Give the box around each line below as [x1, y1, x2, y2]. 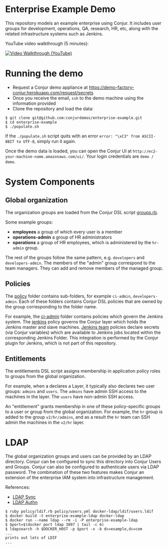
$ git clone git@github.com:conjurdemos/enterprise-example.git [5, 115, 142, 120]
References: [5, 484, 30, 490]
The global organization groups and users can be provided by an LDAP [5, 453, 152, 459]
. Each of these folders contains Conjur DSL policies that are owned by [16, 298, 162, 304]
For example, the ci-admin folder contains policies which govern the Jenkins [5, 313, 163, 319]
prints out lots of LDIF [5, 535, 57, 540]
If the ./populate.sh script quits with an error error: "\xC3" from [5, 133, 140, 139]
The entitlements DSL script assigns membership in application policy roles [5, 368, 160, 374]
